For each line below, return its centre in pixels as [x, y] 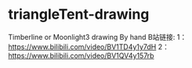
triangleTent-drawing [79, 14]
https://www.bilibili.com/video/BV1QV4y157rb [81, 55]
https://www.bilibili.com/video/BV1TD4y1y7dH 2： [89, 47]
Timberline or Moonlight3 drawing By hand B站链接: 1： [98, 37]
